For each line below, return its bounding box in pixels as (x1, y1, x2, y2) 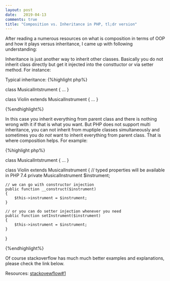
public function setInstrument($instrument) (5, 214, 101, 219)
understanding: (5, 46, 37, 52)
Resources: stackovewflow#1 (5, 270, 66, 276)
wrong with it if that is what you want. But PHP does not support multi (5, 121, 151, 127)
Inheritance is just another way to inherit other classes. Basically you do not (5, 56, 163, 62)
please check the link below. (5, 261, 65, 267)
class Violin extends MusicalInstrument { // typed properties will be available (5, 167, 165, 173)
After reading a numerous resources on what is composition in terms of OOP (5, 36, 165, 42)
